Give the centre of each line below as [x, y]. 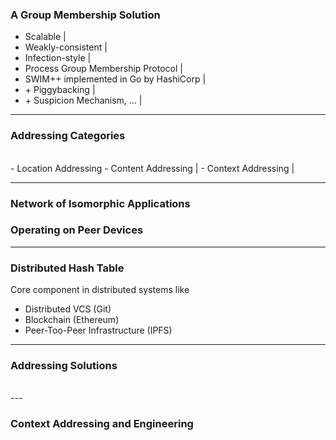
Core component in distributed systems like [100, 290]
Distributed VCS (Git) [68, 309]
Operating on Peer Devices [77, 230]
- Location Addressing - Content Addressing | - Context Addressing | [152, 168]
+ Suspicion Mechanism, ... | [83, 100]
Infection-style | [58, 58]
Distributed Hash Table [67, 268]
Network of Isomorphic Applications [100, 203]
